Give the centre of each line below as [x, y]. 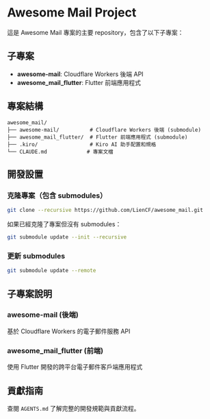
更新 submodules [36, 256]
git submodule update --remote [52, 271]
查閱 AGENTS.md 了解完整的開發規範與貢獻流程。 [74, 408]
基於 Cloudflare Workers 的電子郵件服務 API [69, 331]
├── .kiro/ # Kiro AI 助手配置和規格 [82, 144]
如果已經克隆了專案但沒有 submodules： [64, 224]
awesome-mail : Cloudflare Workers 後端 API [80, 74]
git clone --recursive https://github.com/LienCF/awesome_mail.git [105, 211]
